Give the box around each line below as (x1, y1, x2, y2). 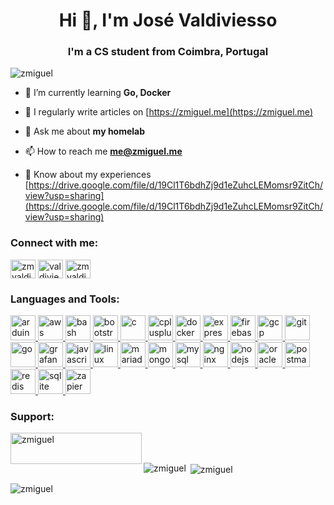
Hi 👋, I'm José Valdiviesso (58, 9, 278, 32)
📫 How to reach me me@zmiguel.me (24, 145, 183, 158)
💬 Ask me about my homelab (24, 125, 146, 138)
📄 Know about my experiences (24, 169, 152, 181)
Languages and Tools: (10, 292, 120, 306)
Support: (10, 410, 55, 423)
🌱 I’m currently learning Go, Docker (24, 87, 172, 99)
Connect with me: (10, 236, 99, 250)
